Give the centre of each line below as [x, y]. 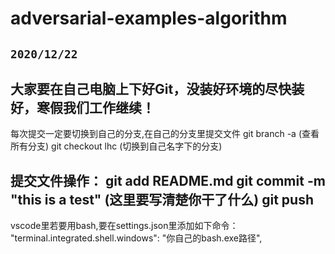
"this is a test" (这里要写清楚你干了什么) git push [162, 199]
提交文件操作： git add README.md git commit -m [168, 180]
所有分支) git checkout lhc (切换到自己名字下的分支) [116, 146]
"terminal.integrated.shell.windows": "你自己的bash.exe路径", [136, 238]
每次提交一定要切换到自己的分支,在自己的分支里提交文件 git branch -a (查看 [165, 134]
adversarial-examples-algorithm [149, 18]
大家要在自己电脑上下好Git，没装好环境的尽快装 [157, 88]
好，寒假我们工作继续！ [82, 107]
